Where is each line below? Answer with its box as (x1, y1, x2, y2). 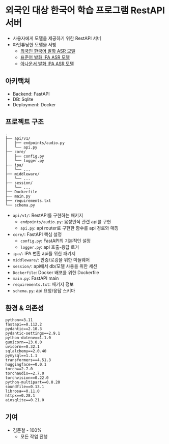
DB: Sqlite (12, 96, 34, 102)
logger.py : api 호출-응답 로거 (20, 244, 79, 250)
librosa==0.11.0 (5, 389, 40, 394)
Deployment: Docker (12, 101, 56, 107)
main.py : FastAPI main (12, 275, 59, 281)
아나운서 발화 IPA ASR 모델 (20, 61, 74, 67)
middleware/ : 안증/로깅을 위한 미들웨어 (12, 256, 90, 262)
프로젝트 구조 (5, 117, 44, 126)
